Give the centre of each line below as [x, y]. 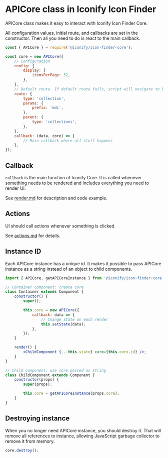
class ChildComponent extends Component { [50, 375]
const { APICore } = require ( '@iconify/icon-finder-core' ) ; [69, 47]
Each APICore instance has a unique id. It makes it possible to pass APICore [83, 263]
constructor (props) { [36, 380]
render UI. [15, 188]
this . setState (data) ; [63, 324]
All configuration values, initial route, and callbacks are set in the [72, 33]
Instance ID [23, 251]
